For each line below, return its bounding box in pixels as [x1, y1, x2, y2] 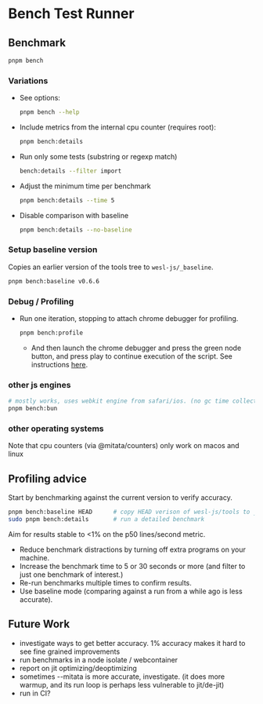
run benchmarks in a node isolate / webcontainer [19, 655, 178, 664]
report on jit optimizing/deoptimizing [19, 663, 137, 673]
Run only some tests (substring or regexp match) [19, 151, 178, 161]
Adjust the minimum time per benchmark [19, 181, 151, 191]
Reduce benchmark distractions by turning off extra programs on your [19, 545, 247, 554]
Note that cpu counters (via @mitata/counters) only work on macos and [8, 441, 240, 450]
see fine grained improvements [19, 647, 121, 656]
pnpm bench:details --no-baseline [19, 225, 132, 234]
